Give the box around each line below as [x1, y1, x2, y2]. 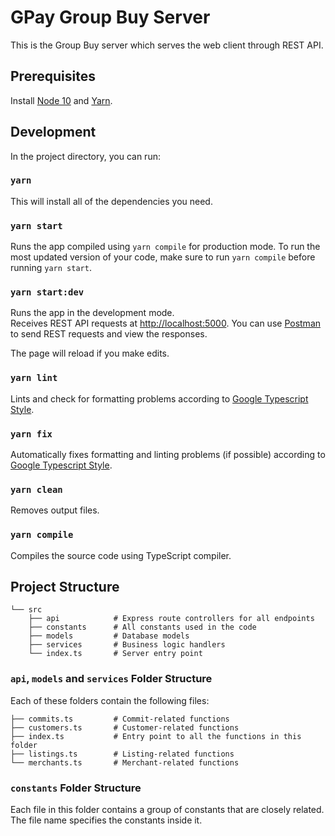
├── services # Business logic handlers [28, 640, 226, 650]
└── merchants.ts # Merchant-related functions [10, 757, 240, 768]
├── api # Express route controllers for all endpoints [28, 614, 315, 624]
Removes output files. [10, 504, 100, 516]
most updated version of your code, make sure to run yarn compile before [10, 251, 316, 263]
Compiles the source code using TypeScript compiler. [10, 549, 232, 561]
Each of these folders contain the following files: [10, 694, 210, 706]
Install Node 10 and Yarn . [10, 94, 113, 106]
